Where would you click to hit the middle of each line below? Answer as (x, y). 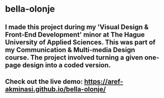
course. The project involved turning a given (74, 57)
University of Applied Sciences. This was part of (80, 42)
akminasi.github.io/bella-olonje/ (56, 89)
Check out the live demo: (44, 81)
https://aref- (104, 81)
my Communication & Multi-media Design (70, 50)
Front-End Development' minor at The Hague (75, 34)
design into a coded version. (67, 65)
